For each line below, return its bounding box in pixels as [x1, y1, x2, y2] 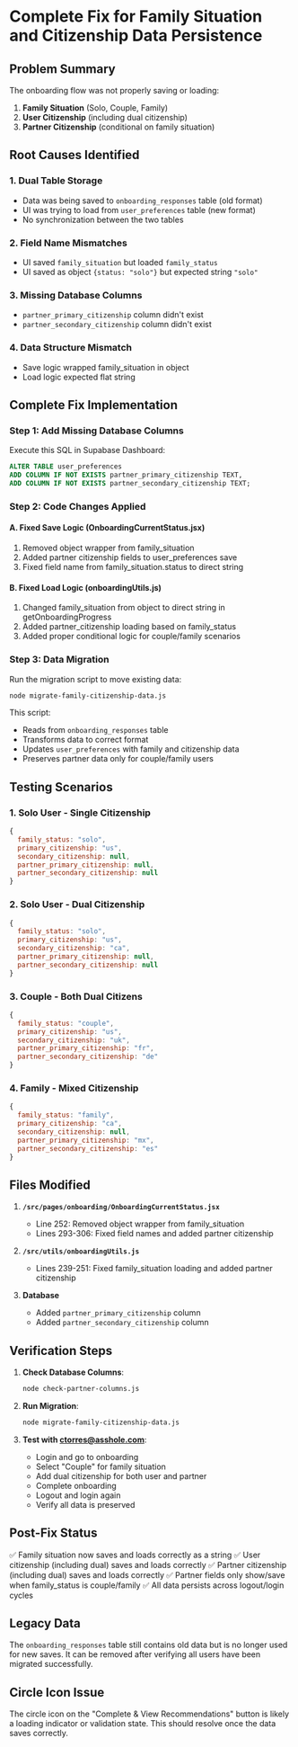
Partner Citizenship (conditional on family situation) [22, 121, 215, 132]
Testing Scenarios [9, 780, 114, 795]
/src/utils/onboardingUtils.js [22, 1247, 140, 1256]
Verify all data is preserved [35, 1499, 136, 1510]
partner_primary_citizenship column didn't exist [22, 309, 204, 320]
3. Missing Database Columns [9, 289, 143, 301]
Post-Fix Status [9, 1526, 98, 1541]
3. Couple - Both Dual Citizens [9, 990, 144, 1003]
